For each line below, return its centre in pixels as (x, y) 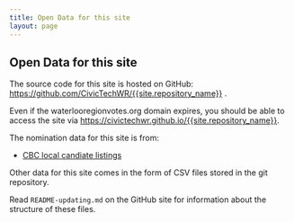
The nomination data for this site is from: (85, 138)
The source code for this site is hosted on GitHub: (102, 84)
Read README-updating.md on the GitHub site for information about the (138, 200)
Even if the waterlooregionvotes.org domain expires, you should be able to (147, 111)
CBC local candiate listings (72, 155)
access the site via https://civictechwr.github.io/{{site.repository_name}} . (145, 120)
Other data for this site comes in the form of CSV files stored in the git (138, 173)
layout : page (34, 26)
